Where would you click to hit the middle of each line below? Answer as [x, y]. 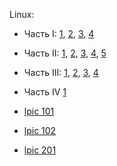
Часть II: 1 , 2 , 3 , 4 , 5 [65, 53]
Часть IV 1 [45, 92]
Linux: [22, 14]
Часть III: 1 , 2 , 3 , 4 [61, 72]
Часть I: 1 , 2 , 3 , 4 [59, 33]
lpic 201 [40, 150]
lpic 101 [39, 111]
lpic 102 [40, 130]
